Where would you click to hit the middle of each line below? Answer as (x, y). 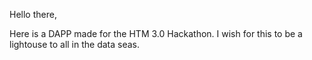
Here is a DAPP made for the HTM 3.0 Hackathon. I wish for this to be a (156, 33)
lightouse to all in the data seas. (75, 44)
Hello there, (33, 14)
